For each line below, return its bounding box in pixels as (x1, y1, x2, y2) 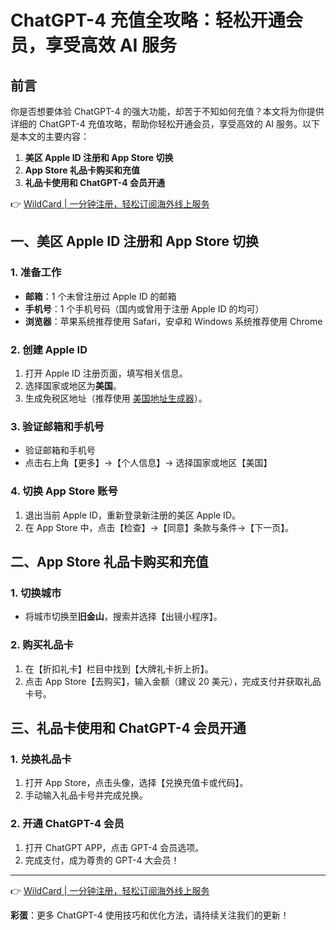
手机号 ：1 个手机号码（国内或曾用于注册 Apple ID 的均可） (24, 302, 265, 315)
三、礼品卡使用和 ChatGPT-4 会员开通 (10, 719, 247, 736)
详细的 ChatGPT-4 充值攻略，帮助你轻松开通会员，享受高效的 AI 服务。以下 (10, 118, 320, 130)
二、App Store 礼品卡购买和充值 (10, 553, 209, 570)
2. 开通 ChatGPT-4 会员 (10, 817, 125, 831)
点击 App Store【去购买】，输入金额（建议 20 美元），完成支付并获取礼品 (24, 675, 322, 687)
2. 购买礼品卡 (10, 638, 74, 652)
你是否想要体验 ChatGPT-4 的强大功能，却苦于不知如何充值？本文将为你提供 (10, 106, 325, 117)
